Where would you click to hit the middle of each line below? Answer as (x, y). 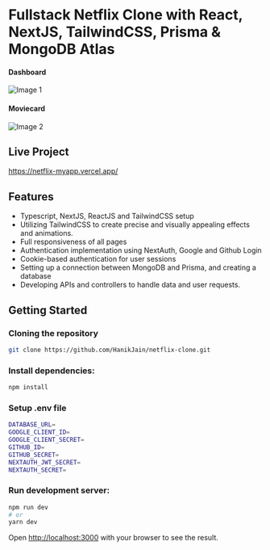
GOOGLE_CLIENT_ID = (39, 432)
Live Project (39, 151)
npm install (28, 388)
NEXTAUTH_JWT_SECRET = (45, 462)
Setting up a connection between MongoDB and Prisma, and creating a (138, 267)
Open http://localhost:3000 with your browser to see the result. (114, 538)
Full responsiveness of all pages (73, 242)
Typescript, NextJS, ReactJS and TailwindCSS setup (107, 216)
